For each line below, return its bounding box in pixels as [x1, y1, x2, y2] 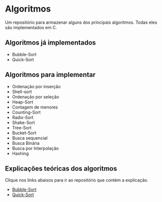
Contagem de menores [12, 104, 58, 110]
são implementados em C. [5, 24, 57, 30]
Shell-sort [12, 89, 32, 94]
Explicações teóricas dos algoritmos [5, 164, 118, 172]
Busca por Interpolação [12, 145, 59, 151]
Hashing [12, 150, 29, 156]
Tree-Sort [12, 124, 32, 130]
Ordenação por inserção [12, 83, 61, 89]
